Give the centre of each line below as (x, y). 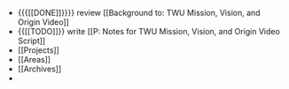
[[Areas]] (34, 59)
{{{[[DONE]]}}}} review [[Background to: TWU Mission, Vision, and (139, 13)
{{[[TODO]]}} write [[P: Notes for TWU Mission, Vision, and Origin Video (149, 31)
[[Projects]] (38, 50)
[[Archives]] (39, 69)
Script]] (31, 41)
